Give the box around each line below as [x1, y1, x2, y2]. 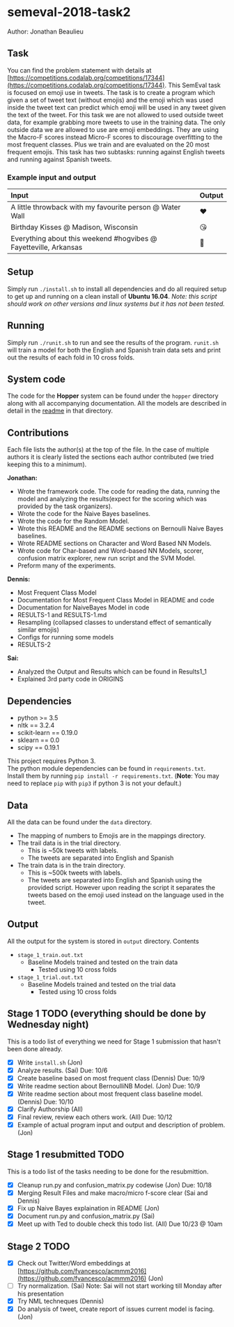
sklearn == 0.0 [17, 736, 60, 744]
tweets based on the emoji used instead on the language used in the [27, 891, 224, 899]
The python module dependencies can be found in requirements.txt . [7, 764, 206, 773]
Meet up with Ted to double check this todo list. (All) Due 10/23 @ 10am [17, 1219, 223, 1229]
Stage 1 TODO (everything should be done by [7, 1008, 207, 1020]
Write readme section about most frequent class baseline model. [17, 1090, 203, 1098]
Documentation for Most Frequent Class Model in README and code [17, 596, 214, 605]
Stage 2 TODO [7, 1240, 70, 1252]
